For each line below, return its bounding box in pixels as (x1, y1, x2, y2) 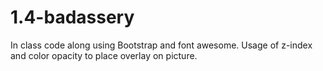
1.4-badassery (10, 6, 135, 29)
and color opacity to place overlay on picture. (10, 49, 198, 61)
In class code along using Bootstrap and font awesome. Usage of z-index (10, 39, 313, 51)
